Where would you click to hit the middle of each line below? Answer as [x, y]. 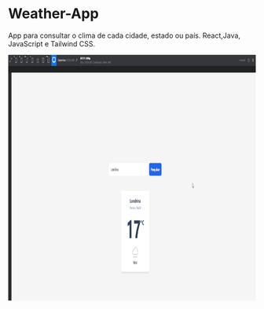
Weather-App [54, 14]
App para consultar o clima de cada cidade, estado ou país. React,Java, [125, 35]
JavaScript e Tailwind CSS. [52, 43]
